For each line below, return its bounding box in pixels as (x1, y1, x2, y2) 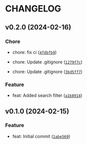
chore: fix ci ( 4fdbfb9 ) (12, 49, 57, 55)
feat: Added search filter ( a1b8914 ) (12, 92, 83, 98)
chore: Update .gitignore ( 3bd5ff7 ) (12, 68, 83, 74)
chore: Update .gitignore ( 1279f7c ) (12, 58, 83, 65)
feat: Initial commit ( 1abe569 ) (12, 133, 71, 139)
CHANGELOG (5, 3, 61, 14)
